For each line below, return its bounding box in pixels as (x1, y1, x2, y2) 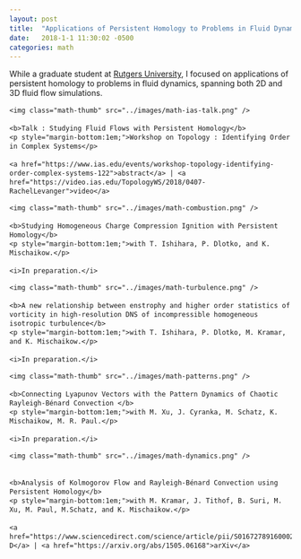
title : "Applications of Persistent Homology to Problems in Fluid (9, 23, 271, 33)
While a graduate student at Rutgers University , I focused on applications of (9, 68, 289, 80)
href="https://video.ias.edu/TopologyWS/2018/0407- (9, 178, 206, 188)
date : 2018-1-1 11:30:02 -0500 (9, 33, 134, 42)
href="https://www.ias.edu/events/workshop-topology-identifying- (21, 160, 275, 170)
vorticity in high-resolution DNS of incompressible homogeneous (9, 310, 258, 319)
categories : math (9, 43, 74, 52)
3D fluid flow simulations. (9, 88, 103, 99)
